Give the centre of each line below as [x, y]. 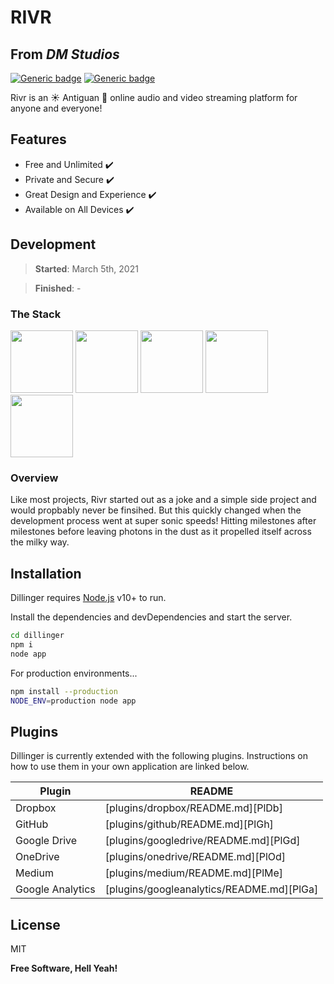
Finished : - [58, 288]
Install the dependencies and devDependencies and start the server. [151, 617]
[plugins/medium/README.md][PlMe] [194, 873]
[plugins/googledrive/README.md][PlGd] [202, 841]
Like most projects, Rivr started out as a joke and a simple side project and [163, 500]
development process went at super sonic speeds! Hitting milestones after [163, 521]
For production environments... [74, 673]
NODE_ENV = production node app [73, 701]
